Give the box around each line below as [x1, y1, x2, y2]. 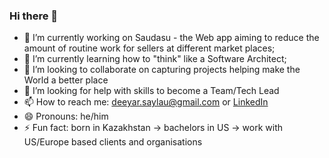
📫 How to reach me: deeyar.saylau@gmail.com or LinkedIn [23, 96, 269, 108]
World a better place [23, 74, 109, 86]
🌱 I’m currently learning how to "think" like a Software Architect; [23, 53, 287, 65]
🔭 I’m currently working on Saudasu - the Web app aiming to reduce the [23, 32, 320, 44]
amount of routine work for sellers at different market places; [23, 42, 276, 54]
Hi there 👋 [9, 9, 59, 23]
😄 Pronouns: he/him [23, 110, 109, 123]
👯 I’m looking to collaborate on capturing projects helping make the [23, 64, 301, 76]
